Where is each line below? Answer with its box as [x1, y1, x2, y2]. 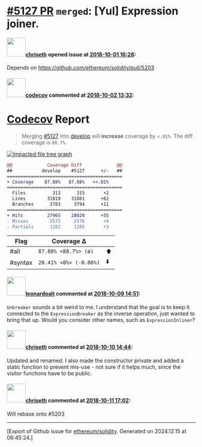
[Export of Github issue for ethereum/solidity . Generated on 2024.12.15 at [7, 428, 187, 435]
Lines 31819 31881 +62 [12, 196, 110, 202]
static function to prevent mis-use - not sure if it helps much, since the [7, 363, 181, 371]
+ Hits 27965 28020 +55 [7, 212, 110, 218]
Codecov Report [7, 113, 90, 126]
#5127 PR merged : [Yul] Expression [7, 4, 179, 18]
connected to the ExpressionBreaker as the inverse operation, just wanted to [7, 310, 195, 317]
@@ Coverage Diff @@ [7, 162, 122, 168]
